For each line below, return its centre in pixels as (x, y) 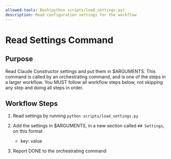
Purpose (19, 59)
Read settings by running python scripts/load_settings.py (75, 116)
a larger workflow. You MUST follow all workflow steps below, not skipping (84, 82)
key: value (31, 141)
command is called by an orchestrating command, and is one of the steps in (85, 77)
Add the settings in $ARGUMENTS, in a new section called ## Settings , (88, 126)
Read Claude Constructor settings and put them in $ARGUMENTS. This (80, 71)
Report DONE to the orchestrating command (60, 151)
